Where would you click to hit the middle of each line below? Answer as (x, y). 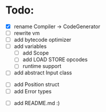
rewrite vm (27, 33)
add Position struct (36, 84)
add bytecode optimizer (43, 40)
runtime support (42, 66)
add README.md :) (37, 103)
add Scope (36, 53)
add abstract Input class (43, 73)
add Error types (33, 91)
